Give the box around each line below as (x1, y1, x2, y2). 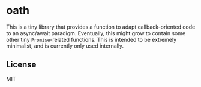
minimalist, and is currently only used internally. (6, 42, 124, 49)
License (6, 60, 37, 70)
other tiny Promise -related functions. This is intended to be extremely (6, 36, 177, 43)
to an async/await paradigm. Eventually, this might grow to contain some (6, 29, 186, 36)
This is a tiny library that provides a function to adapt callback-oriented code (6, 23, 196, 30)
